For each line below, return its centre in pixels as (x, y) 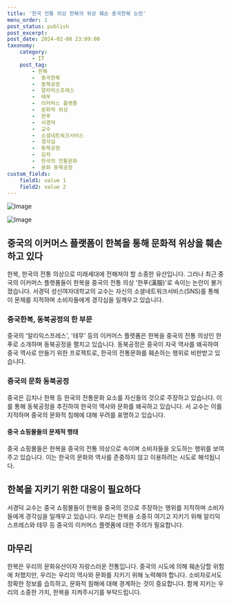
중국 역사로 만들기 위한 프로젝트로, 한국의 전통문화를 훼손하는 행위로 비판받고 (110, 353)
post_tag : (34, 65)
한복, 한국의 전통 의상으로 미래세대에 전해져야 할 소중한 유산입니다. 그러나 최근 (112, 274)
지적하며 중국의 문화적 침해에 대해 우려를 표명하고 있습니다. (86, 415)
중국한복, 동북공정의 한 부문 (50, 319)
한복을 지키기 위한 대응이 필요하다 (74, 490)
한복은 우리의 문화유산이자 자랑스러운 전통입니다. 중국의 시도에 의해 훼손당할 (109, 566)
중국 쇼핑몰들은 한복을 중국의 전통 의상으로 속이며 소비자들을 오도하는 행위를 (109, 448)
